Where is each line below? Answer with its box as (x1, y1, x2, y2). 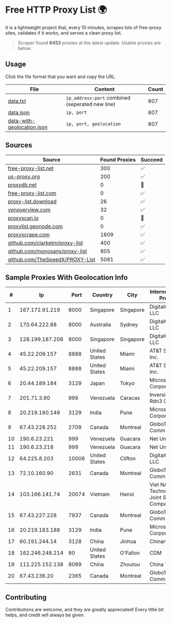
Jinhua (120, 538, 136, 545)
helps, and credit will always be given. (5, 612, 85, 618)
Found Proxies (100, 156, 136, 163)
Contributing (5, 593, 47, 602)
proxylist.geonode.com (8, 222, 63, 230)
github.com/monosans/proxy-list (8, 247, 88, 255)
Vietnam (90, 491, 110, 498)
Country (92, 291, 113, 298)
